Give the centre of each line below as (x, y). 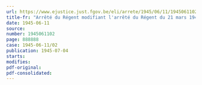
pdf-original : (24, 67)
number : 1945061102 (31, 34)
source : (16, 28)
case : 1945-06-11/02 (32, 45)
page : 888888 (23, 40)
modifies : (19, 62)
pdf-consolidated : (29, 73)
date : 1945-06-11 (28, 23)
